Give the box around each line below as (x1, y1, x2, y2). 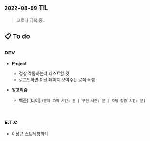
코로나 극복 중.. (16, 17, 45, 23)
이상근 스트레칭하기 (11, 131, 48, 137)
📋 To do (4, 33, 30, 41)
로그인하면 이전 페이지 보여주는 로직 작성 (18, 76, 95, 82)
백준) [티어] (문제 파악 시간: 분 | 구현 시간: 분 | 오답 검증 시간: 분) (18, 97, 146, 103)
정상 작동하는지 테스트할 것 (18, 70, 70, 76)
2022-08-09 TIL (4, 4, 49, 12)
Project (11, 60, 27, 66)
